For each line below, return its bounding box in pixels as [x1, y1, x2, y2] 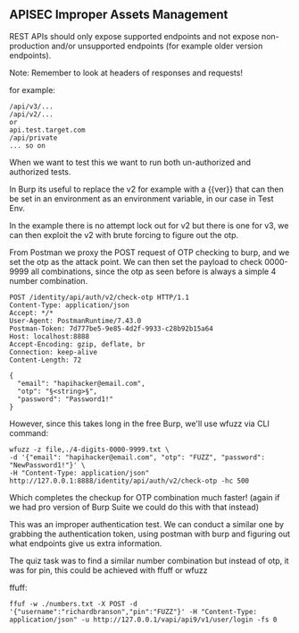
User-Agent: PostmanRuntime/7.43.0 [9, 316, 142, 325]
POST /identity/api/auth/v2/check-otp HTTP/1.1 [9, 293, 190, 302]
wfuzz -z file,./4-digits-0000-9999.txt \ [9, 445, 170, 454]
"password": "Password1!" [17, 394, 114, 404]
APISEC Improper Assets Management [9, 7, 228, 22]
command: [9, 427, 49, 438]
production [9, 40, 50, 51]
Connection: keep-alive [9, 347, 98, 356]
